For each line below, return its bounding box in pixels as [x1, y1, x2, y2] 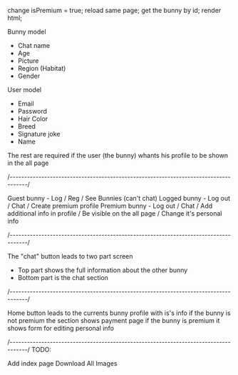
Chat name [17, 41, 51, 49]
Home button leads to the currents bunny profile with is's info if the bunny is [7, 309, 231, 317]
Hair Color [17, 114, 48, 123]
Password [17, 107, 48, 115]
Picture [17, 56, 39, 65]
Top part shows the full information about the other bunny [17, 266, 188, 274]
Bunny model [7, 28, 46, 36]
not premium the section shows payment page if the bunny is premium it [7, 316, 220, 324]
